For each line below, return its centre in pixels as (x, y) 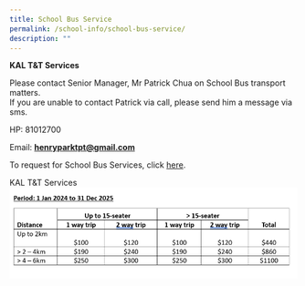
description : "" (40, 38)
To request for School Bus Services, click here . (98, 165)
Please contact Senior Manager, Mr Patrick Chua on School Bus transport (147, 83)
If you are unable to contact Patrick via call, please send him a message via (151, 102)
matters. (25, 93)
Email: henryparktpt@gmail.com (72, 148)
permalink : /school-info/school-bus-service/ (97, 29)
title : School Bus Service (61, 19)
